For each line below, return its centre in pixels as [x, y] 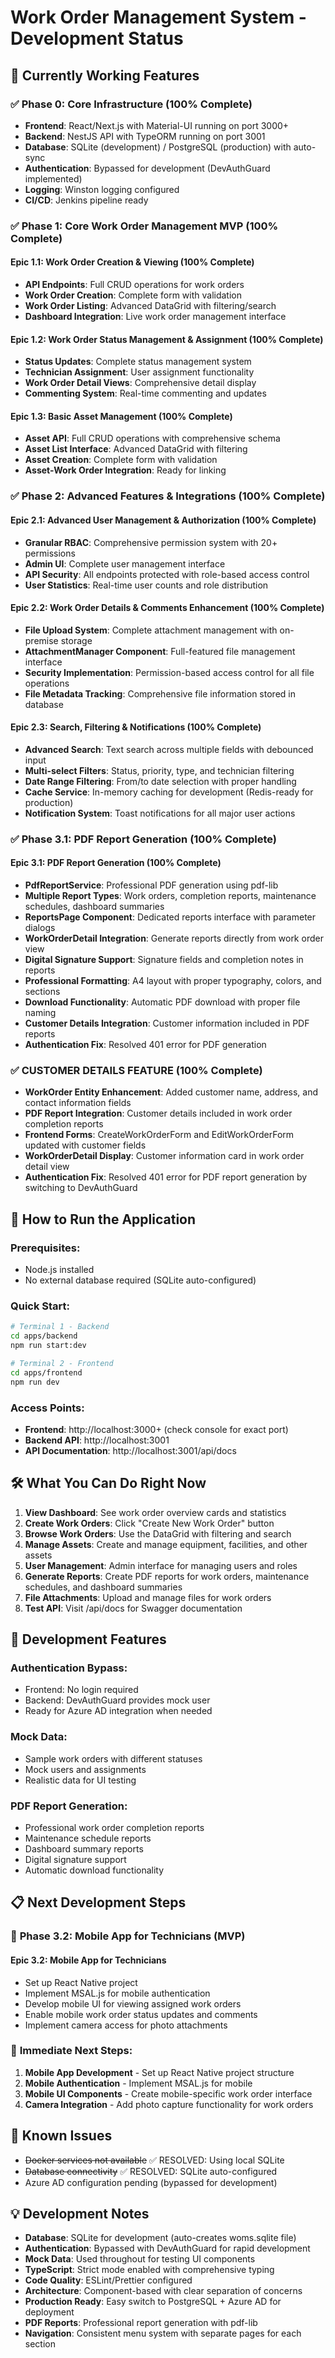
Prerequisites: [45, 1248]
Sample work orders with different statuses [113, 1758]
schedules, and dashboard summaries [103, 1587]
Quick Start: [40, 1306]
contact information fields [78, 1103]
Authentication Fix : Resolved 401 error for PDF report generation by [166, 1177]
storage [76, 640]
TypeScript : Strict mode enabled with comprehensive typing [149, 2270]
